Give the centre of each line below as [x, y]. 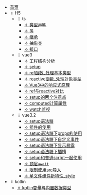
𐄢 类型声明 [35, 25]
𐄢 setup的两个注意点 [45, 97]
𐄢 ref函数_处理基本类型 [48, 73]
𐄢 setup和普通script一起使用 [53, 158]
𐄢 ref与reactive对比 [44, 91]
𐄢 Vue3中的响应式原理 [47, 85]
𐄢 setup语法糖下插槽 [45, 151]
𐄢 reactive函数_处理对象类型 [53, 79]
